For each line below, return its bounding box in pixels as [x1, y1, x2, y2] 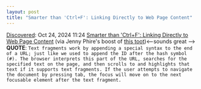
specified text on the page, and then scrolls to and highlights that [6, 61, 190, 67]
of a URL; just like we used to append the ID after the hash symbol [6, 50, 188, 56]
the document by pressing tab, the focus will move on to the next [6, 71, 182, 77]
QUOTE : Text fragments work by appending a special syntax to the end [6, 44, 192, 51]
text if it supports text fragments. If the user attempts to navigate [6, 66, 192, 73]
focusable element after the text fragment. [6, 77, 122, 83]
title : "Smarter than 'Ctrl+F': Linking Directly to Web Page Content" [6, 15, 192, 21]
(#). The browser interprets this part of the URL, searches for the [6, 56, 188, 62]
